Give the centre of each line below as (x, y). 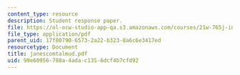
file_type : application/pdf (49, 34)
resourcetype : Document (43, 47)
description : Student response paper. (65, 21)
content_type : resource (43, 14)
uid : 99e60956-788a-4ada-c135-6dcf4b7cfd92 (73, 61)
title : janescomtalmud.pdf (47, 54)
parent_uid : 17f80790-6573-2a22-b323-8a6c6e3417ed (84, 41)
